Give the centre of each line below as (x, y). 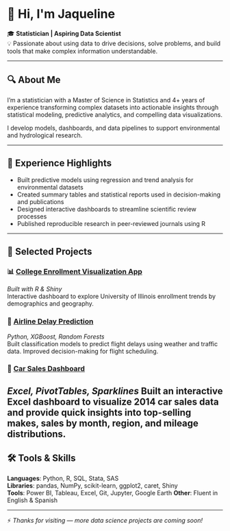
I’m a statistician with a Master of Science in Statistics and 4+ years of (106, 100)
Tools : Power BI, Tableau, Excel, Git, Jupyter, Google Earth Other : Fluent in (113, 493)
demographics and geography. (51, 304)
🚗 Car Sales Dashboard (46, 369)
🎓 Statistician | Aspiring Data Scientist (64, 33)
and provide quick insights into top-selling (99, 413)
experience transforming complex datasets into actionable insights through (113, 107)
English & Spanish (33, 500)
